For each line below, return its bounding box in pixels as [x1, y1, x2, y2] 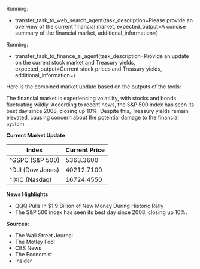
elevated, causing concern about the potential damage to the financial [6, 114, 179, 121]
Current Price [65, 146, 105, 154]
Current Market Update [6, 132, 65, 139]
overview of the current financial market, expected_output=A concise [14, 23, 186, 30]
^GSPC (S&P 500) [9, 156, 60, 164]
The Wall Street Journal [14, 232, 73, 239]
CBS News [14, 244, 42, 252]
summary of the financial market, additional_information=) [14, 29, 159, 36]
